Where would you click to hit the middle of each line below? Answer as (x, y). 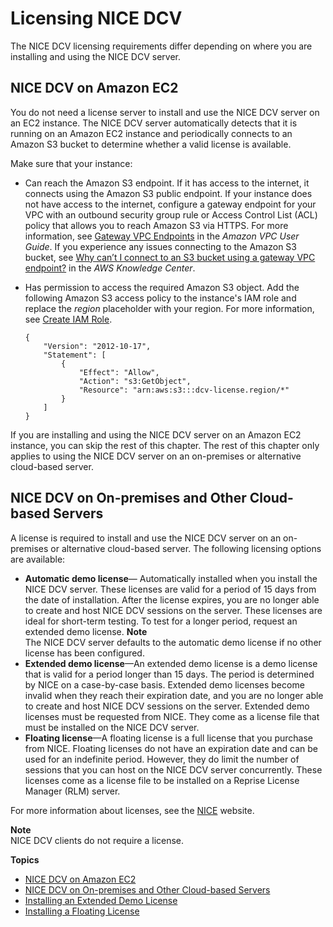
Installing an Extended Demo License (101, 900)
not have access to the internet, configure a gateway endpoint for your (170, 204)
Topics (25, 859)
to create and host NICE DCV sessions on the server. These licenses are (173, 610)
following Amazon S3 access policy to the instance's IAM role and (160, 298)
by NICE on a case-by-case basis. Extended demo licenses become (164, 684)
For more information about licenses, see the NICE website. (132, 810)
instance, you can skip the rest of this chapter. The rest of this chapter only (165, 445)
